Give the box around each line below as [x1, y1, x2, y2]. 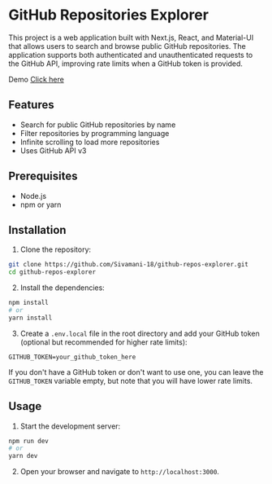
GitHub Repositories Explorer [8, 6, 209, 24]
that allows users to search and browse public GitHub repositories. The [8, 41, 246, 51]
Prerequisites [8, 169, 78, 183]
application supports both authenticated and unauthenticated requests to [8, 50, 253, 59]
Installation [8, 222, 67, 237]
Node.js [19, 191, 47, 200]
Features [8, 98, 54, 112]
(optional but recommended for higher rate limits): [19, 337, 188, 347]
